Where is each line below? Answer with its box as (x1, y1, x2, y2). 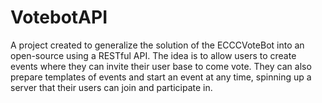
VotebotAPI (10, 6, 108, 29)
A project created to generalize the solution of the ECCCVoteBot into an (10, 39, 305, 51)
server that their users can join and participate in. (10, 81, 213, 93)
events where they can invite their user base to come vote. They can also (10, 60, 312, 72)
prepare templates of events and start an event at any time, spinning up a (10, 71, 312, 83)
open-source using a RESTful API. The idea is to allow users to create (10, 49, 297, 61)
